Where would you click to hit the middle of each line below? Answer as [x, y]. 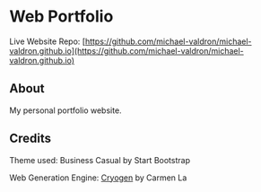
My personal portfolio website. [66, 110]
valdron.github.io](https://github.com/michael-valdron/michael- [126, 50]
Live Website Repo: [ [48, 41]
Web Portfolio [61, 17]
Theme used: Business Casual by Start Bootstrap [100, 160]
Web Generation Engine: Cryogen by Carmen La [98, 178]
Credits [30, 139]
